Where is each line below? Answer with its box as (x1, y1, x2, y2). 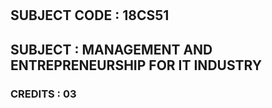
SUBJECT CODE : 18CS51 (10, 7, 170, 24)
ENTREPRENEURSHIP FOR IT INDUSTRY (10, 57, 263, 74)
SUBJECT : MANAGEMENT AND (10, 41, 213, 58)
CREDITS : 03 (10, 87, 77, 101)
